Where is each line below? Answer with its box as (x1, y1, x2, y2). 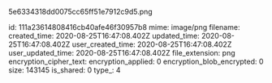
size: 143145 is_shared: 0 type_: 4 (8, 65, 121, 75)
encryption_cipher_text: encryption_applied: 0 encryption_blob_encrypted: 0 (8, 56, 264, 66)
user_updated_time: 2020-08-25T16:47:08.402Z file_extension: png (8, 48, 235, 57)
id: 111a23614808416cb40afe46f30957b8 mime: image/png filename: (8, 23, 240, 31)
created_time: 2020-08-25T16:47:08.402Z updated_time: (8, 31, 201, 40)
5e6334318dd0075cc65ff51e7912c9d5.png (8, 7, 153, 16)
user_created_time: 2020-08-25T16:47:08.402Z (71, 39, 232, 49)
